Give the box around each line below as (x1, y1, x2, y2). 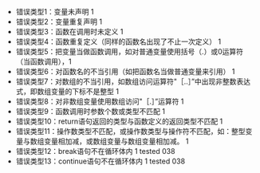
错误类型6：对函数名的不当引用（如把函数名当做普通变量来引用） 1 (15, 67, 235, 76)
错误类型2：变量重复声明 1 (15, 17, 102, 26)
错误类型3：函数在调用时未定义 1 (15, 27, 124, 36)
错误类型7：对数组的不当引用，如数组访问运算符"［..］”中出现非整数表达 (15, 77, 251, 86)
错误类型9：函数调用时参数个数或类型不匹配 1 (15, 107, 166, 116)
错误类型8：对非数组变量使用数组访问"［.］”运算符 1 (15, 96, 184, 106)
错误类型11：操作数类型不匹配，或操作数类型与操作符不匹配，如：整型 (15, 127, 246, 136)
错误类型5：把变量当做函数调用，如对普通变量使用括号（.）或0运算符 (15, 47, 243, 56)
